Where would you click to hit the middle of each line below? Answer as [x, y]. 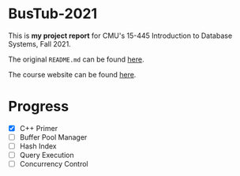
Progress [39, 107]
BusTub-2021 [53, 14]
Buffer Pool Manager [53, 137]
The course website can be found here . [72, 74]
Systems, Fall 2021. [39, 43]
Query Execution [47, 155]
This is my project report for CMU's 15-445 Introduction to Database [120, 36]
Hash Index [38, 146]
